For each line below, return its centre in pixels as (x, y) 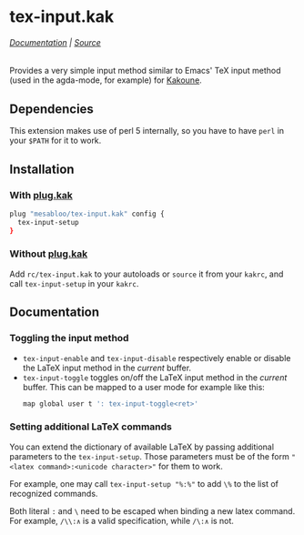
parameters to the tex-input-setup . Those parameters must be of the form (149, 456)
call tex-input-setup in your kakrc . (74, 283)
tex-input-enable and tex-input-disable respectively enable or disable (157, 358)
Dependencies (51, 109)
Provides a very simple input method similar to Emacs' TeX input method (145, 71)
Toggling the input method (69, 338)
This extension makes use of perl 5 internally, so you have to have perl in (147, 131)
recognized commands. (54, 493)
